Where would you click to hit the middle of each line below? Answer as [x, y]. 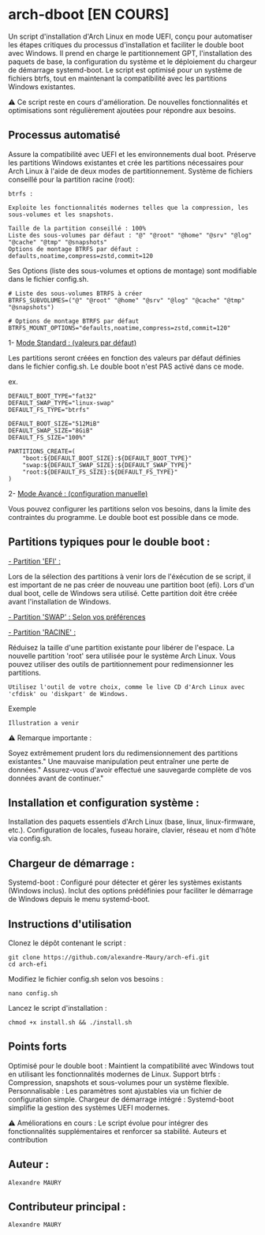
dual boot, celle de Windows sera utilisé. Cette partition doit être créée [123, 593]
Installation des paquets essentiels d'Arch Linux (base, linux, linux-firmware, [132, 821]
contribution [28, 1140]
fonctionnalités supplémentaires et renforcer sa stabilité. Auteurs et [118, 1131]
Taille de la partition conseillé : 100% [77, 228]
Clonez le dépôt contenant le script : [67, 943]
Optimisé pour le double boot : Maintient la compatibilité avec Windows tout [131, 1065]
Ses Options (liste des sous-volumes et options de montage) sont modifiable [133, 271]
